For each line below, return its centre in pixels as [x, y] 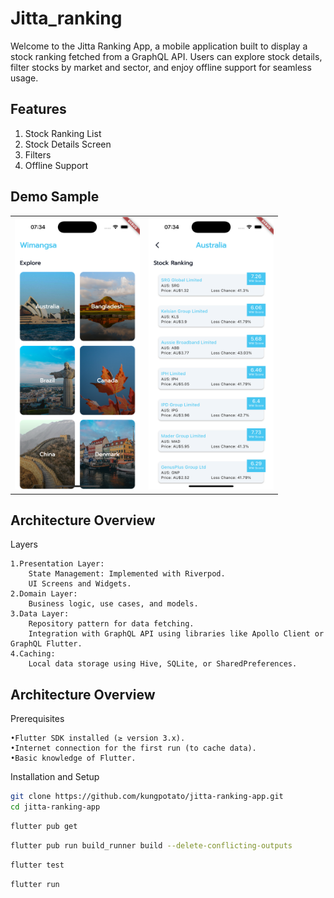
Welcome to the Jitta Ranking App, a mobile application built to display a [159, 46]
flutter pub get [44, 826]
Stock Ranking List [63, 133]
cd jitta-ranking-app [55, 807]
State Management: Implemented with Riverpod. [127, 574]
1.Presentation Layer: [57, 564]
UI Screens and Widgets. [80, 584]
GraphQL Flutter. [46, 644]
